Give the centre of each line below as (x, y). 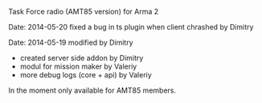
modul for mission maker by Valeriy (78, 66)
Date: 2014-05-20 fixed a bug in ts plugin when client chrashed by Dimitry (131, 27)
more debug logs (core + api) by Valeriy (86, 75)
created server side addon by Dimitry (82, 58)
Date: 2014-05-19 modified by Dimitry (71, 42)
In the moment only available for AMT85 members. (92, 90)
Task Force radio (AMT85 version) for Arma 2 (84, 12)
